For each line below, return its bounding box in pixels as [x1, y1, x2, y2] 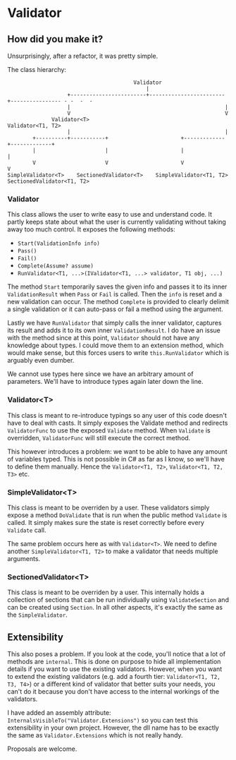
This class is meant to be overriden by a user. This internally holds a [7, 588, 204, 597]
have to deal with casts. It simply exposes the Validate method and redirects [7, 418, 228, 427]
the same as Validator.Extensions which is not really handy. [7, 731, 183, 739]
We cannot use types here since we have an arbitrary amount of [7, 370, 194, 378]
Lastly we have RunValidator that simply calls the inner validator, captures [7, 319, 222, 327]
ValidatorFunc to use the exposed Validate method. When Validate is [7, 426, 211, 435]
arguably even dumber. [7, 356, 75, 365]
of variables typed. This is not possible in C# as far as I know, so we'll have [7, 454, 225, 463]
